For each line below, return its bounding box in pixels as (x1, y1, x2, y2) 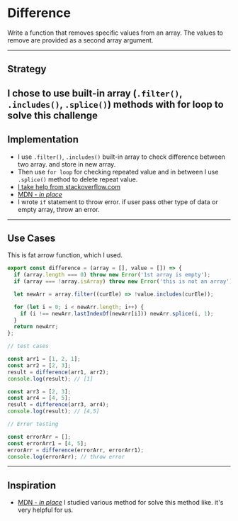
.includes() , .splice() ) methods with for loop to (7, 98, 225, 111)
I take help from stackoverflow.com (17, 182, 121, 191)
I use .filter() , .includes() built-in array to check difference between (17, 152, 225, 161)
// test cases (7, 342, 50, 350)
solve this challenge (7, 109, 98, 121)
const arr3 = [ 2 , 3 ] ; (7, 388, 72, 395)
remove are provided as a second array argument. (7, 35, 154, 44)
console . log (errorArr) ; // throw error (7, 453, 125, 460)
